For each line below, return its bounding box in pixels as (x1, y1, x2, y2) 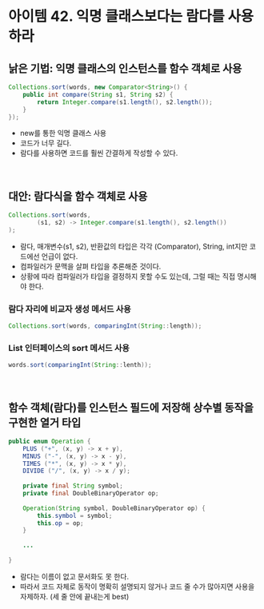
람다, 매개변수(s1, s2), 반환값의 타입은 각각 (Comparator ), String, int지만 (19, 241, 248, 251)
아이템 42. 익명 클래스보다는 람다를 (8, 7, 226, 26)
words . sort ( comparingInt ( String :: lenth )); (8, 361, 152, 369)
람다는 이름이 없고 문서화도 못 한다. (19, 571, 130, 581)
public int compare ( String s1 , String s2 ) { (22, 90, 174, 98)
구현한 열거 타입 (8, 416, 82, 429)
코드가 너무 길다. (19, 138, 72, 148)
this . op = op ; (37, 519, 84, 527)
